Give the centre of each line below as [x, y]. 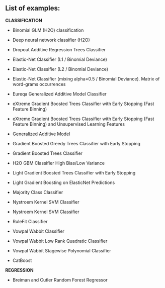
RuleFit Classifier [30, 221]
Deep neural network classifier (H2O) [51, 40]
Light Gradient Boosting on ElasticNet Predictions [64, 182]
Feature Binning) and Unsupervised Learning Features [68, 124]
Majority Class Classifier [38, 192]
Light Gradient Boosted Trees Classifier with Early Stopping [74, 172]
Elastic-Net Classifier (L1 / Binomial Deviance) [60, 59]
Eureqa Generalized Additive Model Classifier [59, 94]
